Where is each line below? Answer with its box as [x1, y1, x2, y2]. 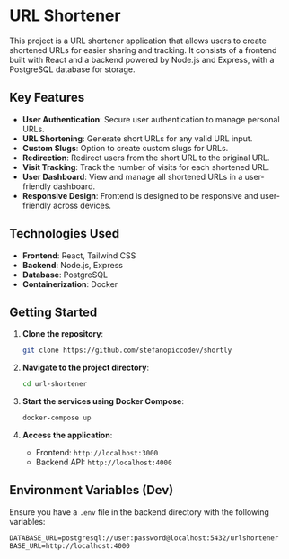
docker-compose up [22, 413, 92, 423]
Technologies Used [9, 226, 119, 241]
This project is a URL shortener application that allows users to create [9, 35, 267, 46]
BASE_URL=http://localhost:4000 [9, 541, 130, 550]
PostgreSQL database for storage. [9, 64, 136, 75]
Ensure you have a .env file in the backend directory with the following [9, 506, 269, 518]
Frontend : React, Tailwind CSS [22, 249, 136, 261]
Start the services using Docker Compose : [22, 396, 184, 407]
